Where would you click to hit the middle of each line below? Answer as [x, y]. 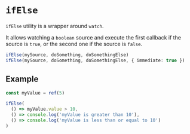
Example [22, 79]
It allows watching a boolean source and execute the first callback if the [94, 37]
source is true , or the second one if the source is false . [74, 44]
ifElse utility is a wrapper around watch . [55, 26]
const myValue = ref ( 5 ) [35, 93]
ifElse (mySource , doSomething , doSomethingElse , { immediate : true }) [95, 60]
